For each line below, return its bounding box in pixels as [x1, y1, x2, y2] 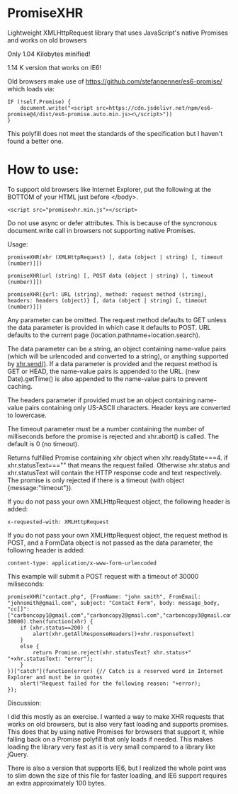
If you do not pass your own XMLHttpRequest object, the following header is [7, 497, 231, 506]
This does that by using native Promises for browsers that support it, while [7, 727, 225, 736]
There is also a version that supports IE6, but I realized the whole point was [7, 764, 227, 772]
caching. [7, 382, 33, 390]
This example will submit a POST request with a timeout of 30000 [7, 572, 199, 580]
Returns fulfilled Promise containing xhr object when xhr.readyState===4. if [7, 453, 228, 462]
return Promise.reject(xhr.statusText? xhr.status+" [33, 649, 192, 656]
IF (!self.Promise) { [7, 98, 72, 106]
